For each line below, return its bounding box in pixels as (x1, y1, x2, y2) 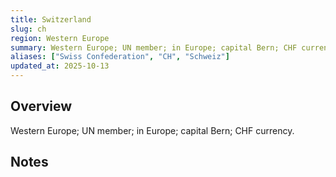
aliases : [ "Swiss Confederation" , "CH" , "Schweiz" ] (10, 52, 230, 62)
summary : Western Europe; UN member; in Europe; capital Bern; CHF (10, 42, 298, 53)
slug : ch (10, 24, 47, 34)
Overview (10, 98, 73, 115)
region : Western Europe (10, 33, 110, 43)
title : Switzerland (10, 14, 92, 25)
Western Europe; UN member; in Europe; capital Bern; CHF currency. (10, 124, 295, 136)
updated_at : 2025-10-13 (10, 61, 110, 71)
